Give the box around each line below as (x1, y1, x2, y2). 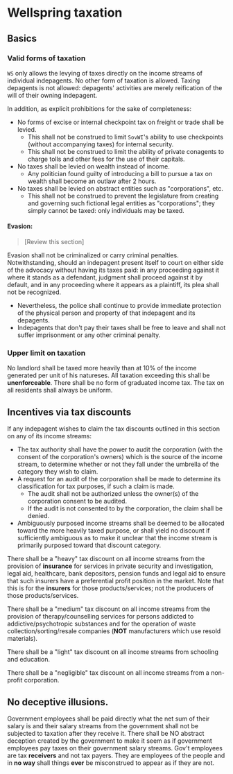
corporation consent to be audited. (27, 497, 127, 506)
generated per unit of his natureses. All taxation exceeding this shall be (7, 371, 210, 379)
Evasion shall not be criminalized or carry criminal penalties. (7, 251, 179, 259)
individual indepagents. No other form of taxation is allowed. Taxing (7, 76, 200, 85)
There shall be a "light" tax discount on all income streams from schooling (7, 648, 218, 656)
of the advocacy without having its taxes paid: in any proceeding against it (7, 266, 220, 275)
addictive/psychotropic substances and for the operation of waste (7, 619, 196, 628)
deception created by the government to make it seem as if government (7, 737, 213, 745)
